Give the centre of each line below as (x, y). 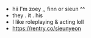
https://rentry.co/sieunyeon (46, 28)
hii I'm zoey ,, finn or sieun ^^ (49, 9)
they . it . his (27, 15)
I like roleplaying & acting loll (48, 22)
